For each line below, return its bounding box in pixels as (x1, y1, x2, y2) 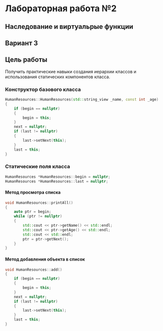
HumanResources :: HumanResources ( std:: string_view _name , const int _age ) (5, 97, 159, 102)
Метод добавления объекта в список (5, 256, 85, 262)
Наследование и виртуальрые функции (5, 22, 134, 31)
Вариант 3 (5, 39, 38, 47)
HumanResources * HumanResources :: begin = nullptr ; (5, 174, 111, 179)
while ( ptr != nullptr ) (14, 214, 63, 219)
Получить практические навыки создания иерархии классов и (5, 68, 137, 74)
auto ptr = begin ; (14, 209, 51, 214)
